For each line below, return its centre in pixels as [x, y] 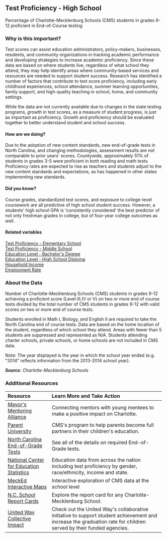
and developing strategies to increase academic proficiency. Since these [80, 60]
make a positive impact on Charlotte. [94, 414]
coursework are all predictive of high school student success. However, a [80, 205]
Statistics [18, 473]
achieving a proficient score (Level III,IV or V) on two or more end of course [83, 299]
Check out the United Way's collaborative [100, 510]
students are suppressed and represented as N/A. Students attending [76, 335]
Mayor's [17, 405]
